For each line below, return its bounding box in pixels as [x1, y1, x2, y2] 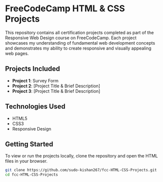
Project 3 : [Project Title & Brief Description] [12, 88, 101, 94]
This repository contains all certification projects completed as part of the [5, 29, 154, 35]
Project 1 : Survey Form [12, 78, 59, 83]
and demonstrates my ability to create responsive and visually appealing [5, 45, 152, 51]
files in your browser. [5, 158, 48, 164]
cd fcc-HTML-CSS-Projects [5, 172, 58, 177]
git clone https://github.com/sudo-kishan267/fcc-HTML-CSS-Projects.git [5, 168, 157, 173]
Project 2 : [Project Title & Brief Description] [12, 83, 101, 89]
